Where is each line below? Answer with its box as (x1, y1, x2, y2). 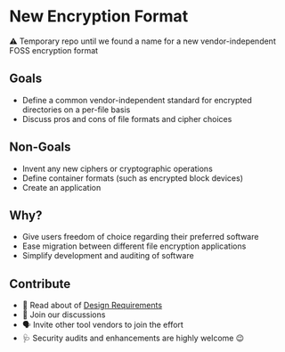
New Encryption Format (9, 6, 189, 27)
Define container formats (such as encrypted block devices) (21, 172, 243, 184)
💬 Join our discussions (21, 309, 106, 320)
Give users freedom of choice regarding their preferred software (21, 232, 259, 242)
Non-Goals (9, 140, 71, 155)
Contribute (9, 276, 71, 291)
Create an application (21, 182, 102, 192)
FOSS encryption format (9, 45, 99, 55)
